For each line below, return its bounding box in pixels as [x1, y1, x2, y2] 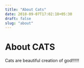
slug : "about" [5, 20, 34, 26]
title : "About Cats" [5, 7, 47, 12]
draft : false [5, 16, 31, 21]
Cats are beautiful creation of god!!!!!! [5, 58, 80, 64]
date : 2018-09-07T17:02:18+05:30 [5, 12, 72, 17]
